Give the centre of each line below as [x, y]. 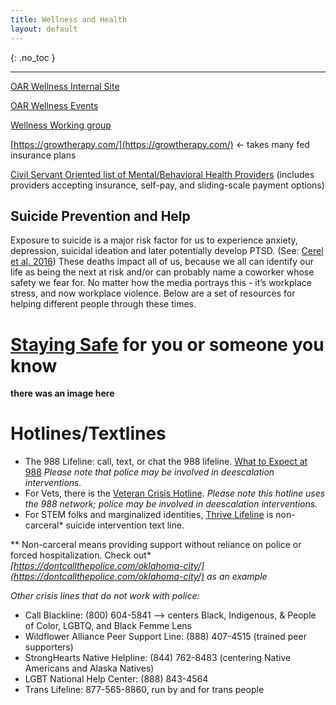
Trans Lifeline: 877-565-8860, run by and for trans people [144, 690]
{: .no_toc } [33, 57]
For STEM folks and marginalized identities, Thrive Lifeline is [149, 515]
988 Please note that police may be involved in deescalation [149, 472]
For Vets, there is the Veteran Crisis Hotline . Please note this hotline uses [175, 493]
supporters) [49, 647]
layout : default [44, 29]
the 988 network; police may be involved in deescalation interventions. [171, 504]
